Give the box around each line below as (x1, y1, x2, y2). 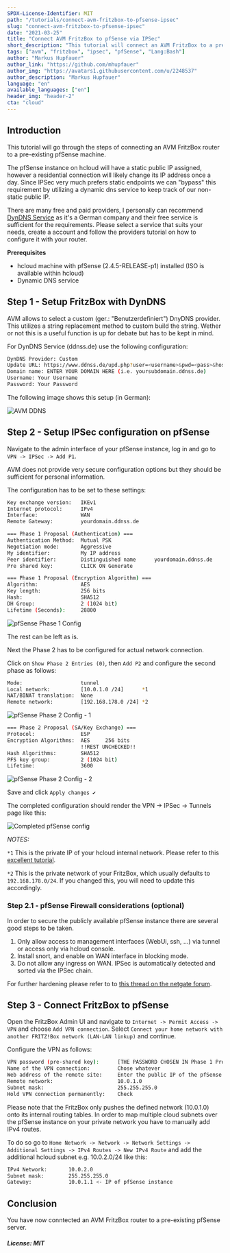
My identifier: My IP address (7, 549, 121, 556)
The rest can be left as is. (7, 632, 79, 641)
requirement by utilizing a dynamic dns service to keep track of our (7, 185, 196, 193)
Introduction (7, 125, 62, 136)
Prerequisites (7, 248, 47, 256)
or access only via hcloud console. (16, 944, 116, 953)
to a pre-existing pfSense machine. (7, 150, 106, 158)
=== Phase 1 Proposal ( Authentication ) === (7, 531, 133, 538)
